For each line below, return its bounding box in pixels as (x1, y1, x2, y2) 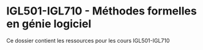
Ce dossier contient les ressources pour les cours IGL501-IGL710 (6, 37, 170, 44)
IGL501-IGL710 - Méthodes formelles (6, 4, 197, 18)
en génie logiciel (6, 17, 92, 31)
